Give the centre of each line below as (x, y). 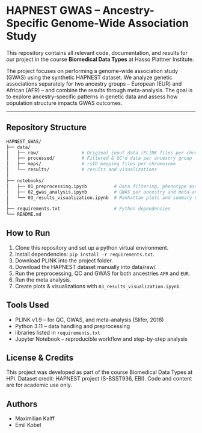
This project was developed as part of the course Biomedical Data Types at (99, 372)
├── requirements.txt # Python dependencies (88, 209)
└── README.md (24, 215)
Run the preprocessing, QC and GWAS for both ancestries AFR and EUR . (103, 273)
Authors (22, 404)
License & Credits (40, 358)
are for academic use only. (39, 385)
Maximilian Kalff (35, 419)
